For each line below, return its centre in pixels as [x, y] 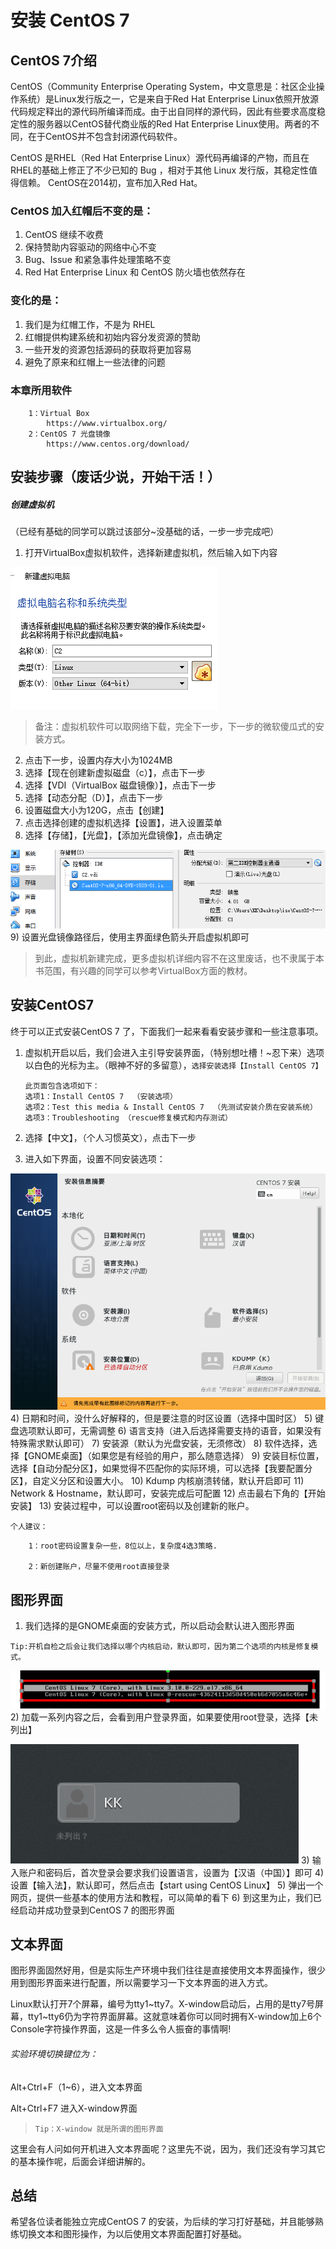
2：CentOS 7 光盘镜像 [69, 434]
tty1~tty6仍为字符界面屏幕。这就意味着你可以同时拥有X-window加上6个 [174, 2017]
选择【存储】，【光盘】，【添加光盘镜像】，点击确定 [123, 835]
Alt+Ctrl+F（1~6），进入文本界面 [76, 2087]
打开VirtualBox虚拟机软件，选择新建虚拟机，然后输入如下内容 [151, 553]
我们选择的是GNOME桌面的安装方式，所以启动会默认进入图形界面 [159, 1626]
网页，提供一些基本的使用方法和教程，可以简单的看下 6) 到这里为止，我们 [161, 1897]
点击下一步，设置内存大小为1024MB [98, 760]
